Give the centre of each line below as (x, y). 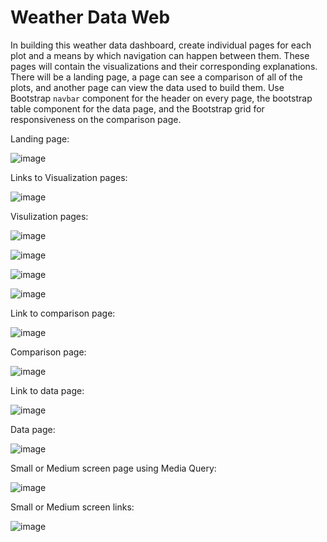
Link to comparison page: (63, 313)
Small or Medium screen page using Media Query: (113, 468)
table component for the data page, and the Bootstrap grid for (137, 108)
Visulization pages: (49, 216)
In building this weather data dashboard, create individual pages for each (161, 45)
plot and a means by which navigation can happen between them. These (160, 55)
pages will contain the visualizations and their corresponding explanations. (164, 66)
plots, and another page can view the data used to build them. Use (147, 87)
